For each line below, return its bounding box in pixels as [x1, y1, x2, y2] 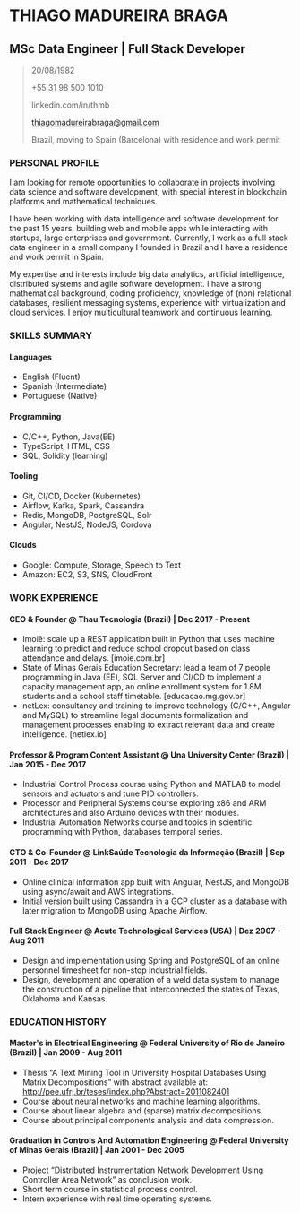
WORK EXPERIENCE [9, 591, 99, 603]
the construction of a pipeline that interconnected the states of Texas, [21, 983, 280, 994]
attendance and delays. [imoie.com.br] [21, 653, 166, 663]
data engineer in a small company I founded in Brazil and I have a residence [9, 242, 288, 253]
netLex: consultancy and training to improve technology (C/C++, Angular [21, 700, 291, 711]
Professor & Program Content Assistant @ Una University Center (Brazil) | [9, 749, 289, 760]
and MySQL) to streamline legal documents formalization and [21, 710, 249, 721]
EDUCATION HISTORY [9, 1015, 107, 1027]
